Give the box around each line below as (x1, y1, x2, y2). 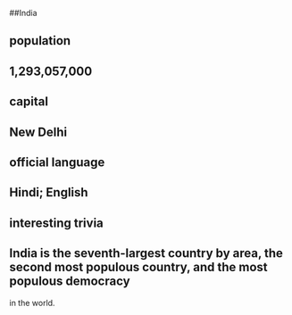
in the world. (9, 297, 55, 308)
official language (9, 154, 105, 170)
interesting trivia (9, 215, 104, 230)
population (9, 33, 71, 48)
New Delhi (9, 124, 68, 139)
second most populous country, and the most (9, 260, 268, 275)
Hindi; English (9, 185, 88, 200)
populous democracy (9, 274, 131, 289)
